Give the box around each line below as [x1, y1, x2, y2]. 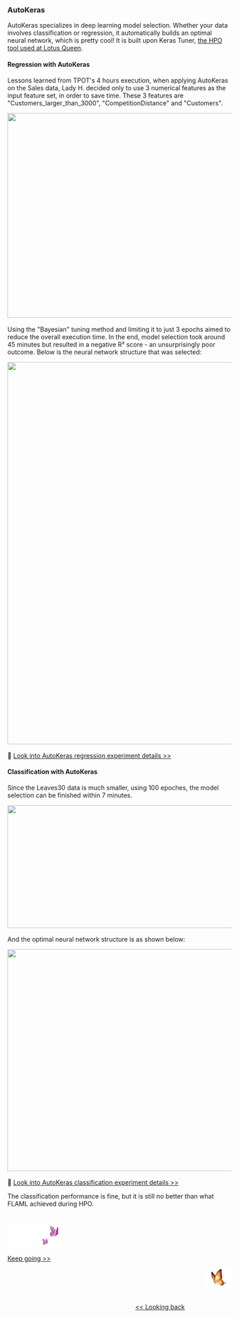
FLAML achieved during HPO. [7, 1199, 94, 1208]
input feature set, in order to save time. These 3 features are [7, 91, 184, 100]
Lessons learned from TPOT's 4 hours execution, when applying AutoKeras [7, 76, 229, 85]
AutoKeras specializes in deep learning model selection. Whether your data [7, 21, 228, 30]
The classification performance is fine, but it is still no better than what [7, 1191, 214, 1200]
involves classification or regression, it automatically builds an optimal [7, 28, 212, 37]
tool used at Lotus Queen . [7, 44, 83, 53]
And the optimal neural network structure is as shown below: [7, 935, 186, 943]
